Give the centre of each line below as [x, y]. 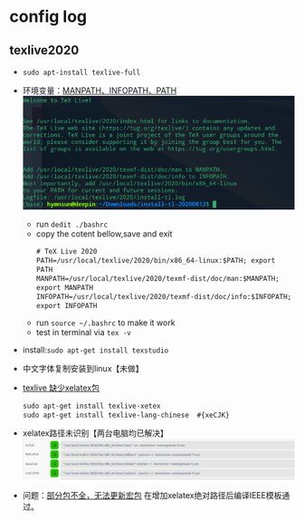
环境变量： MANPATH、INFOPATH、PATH [100, 91]
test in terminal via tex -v [83, 332]
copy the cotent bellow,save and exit [104, 234]
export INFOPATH [66, 306]
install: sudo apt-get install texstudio [95, 350]
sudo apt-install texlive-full [81, 72]
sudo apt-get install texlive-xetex [91, 406]
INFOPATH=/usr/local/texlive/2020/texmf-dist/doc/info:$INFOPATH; [164, 297]
